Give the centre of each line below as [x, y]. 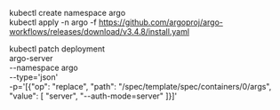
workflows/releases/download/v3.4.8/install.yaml [99, 31]
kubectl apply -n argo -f [53, 22]
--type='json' [34, 77]
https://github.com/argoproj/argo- [161, 22]
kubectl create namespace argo [68, 13]
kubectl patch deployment [57, 49]
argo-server [31, 58]
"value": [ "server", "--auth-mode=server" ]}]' [93, 96]
